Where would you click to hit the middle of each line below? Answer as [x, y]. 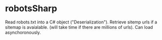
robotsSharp [31, 9]
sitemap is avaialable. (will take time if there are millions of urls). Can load [79, 27]
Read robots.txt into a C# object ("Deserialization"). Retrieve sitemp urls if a [81, 22]
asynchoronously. [23, 32]
